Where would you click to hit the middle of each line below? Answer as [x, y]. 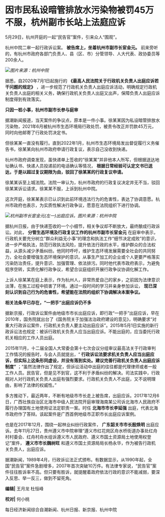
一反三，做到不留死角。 [50, 478]
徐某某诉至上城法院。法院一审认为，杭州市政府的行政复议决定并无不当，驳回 [82, 182]
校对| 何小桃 [17, 499]
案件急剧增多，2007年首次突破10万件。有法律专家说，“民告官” [89, 466]
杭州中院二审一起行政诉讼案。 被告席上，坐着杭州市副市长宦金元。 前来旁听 [82, 47]
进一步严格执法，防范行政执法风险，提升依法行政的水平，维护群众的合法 [78, 244]
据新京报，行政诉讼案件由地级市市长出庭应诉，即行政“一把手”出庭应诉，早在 [82, 313]
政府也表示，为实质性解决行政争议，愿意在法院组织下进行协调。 [78, 205]
